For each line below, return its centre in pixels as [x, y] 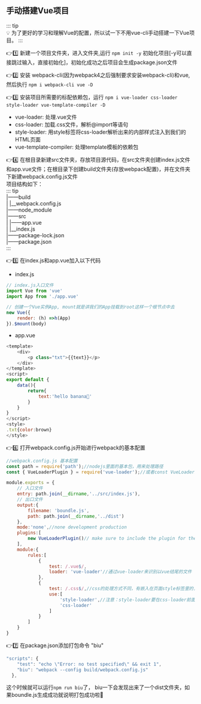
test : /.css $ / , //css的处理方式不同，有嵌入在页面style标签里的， [124, 589]
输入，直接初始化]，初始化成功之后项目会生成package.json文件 [100, 62]
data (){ [26, 385]
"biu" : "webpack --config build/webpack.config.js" [83, 670]
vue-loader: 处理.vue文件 [46, 117]
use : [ [56, 594]
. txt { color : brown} [29, 430]
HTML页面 [28, 139]
